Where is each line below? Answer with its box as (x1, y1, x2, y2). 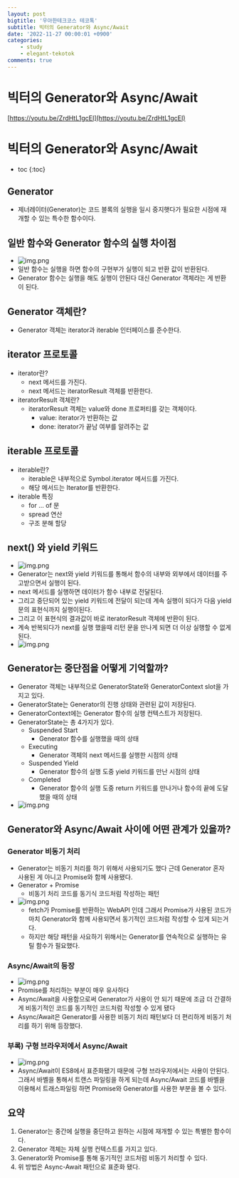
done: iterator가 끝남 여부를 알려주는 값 (38, 422, 149, 431)
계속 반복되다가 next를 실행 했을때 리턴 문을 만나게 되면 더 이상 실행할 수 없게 (17, 622, 231, 631)
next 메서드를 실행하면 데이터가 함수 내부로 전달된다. (17, 587, 164, 595)
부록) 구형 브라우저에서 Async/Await (7, 1041, 128, 1051)
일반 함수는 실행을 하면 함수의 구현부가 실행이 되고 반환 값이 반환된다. (17, 265, 210, 273)
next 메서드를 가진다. (28, 377, 87, 386)
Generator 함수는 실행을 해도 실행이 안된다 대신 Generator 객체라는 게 (17, 273, 213, 282)
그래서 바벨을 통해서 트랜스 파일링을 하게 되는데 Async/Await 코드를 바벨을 (17, 1075, 225, 1083)
